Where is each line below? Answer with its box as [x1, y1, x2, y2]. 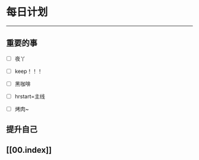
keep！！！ [14, 68, 43, 75]
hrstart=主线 [14, 92, 46, 100]
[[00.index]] [6, 145, 52, 155]
